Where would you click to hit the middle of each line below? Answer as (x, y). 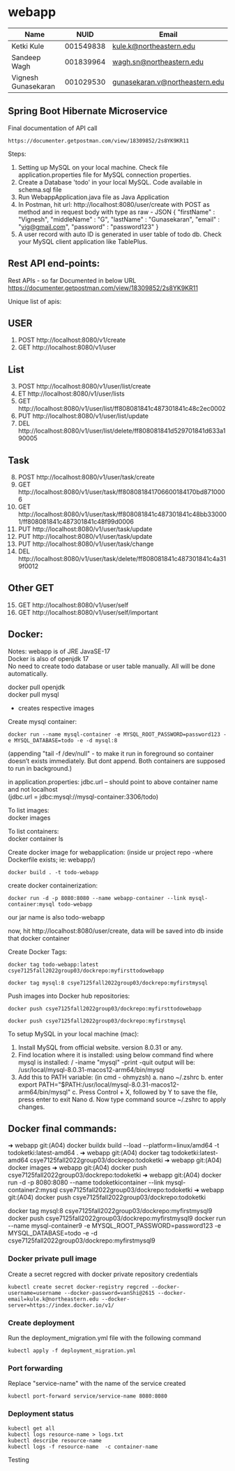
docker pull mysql (33, 694)
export (28, 1085)
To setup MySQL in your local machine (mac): (73, 1034)
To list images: (29, 810)
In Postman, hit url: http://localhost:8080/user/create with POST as (114, 204)
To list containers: (33, 831)
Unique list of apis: (35, 301)
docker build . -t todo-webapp (53, 872)
